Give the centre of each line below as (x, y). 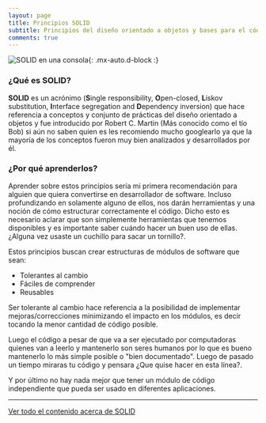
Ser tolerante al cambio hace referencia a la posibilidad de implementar (124, 307)
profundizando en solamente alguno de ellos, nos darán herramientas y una (132, 202)
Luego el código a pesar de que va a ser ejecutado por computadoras (122, 339)
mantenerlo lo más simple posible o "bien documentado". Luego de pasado (131, 356)
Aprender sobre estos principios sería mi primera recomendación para (123, 186)
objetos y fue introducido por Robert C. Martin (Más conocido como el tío (128, 123)
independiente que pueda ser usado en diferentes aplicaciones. (112, 388)
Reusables (36, 292)
